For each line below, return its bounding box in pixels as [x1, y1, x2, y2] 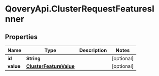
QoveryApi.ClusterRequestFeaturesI [5, 3, 155, 14]
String [26, 55, 41, 62]
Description [79, 47, 107, 53]
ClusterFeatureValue [26, 63, 75, 69]
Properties [5, 33, 38, 41]
